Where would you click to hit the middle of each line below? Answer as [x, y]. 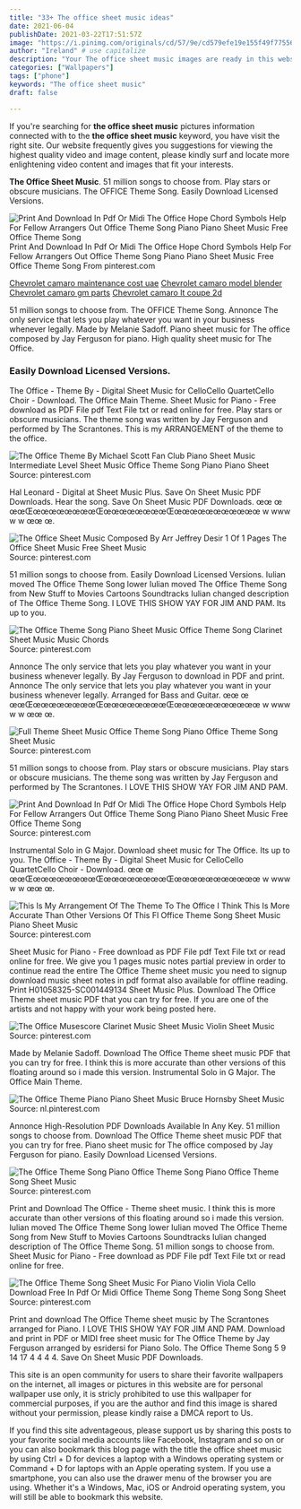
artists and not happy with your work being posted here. [113, 1009]
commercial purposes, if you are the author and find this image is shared [143, 1403]
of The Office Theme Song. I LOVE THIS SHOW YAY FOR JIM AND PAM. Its [148, 603]
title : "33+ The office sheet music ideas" [92, 17]
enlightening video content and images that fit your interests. [122, 164]
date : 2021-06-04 [42, 26]
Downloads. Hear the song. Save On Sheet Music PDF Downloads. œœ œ [146, 501]
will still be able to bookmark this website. [86, 1496]
